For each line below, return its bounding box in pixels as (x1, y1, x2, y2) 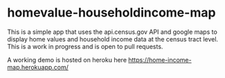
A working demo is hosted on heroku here (7, 55, 127, 64)
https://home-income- (127, 55, 192, 64)
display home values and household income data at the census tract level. (7, 35, 219, 43)
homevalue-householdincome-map (7, 5, 216, 21)
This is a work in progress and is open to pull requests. (7, 42, 163, 50)
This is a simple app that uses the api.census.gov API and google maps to (7, 28, 218, 36)
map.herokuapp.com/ (7, 63, 69, 71)
